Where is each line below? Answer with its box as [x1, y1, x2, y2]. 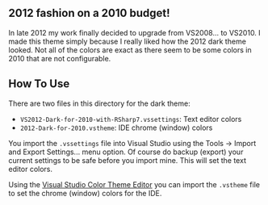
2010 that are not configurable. [8, 53, 111, 63]
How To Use [8, 77, 70, 91]
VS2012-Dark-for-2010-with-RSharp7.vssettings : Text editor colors [19, 114, 242, 123]
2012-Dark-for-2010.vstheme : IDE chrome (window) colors [19, 123, 213, 132]
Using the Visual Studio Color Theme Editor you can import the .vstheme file [8, 179, 261, 189]
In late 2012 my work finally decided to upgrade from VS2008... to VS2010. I [8, 27, 261, 37]
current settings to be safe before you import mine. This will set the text [8, 155, 246, 165]
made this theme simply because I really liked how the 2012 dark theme [8, 36, 246, 46]
